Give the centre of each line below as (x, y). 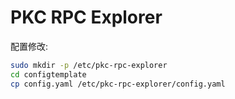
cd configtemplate (48, 74)
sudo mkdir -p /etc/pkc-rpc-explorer (89, 65)
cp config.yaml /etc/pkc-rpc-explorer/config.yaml (118, 84)
